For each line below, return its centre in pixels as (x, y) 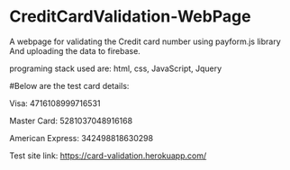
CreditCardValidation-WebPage (130, 17)
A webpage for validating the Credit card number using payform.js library (145, 41)
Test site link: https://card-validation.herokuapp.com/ (108, 156)
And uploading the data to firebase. (75, 50)
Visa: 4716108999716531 (55, 103)
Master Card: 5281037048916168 (71, 121)
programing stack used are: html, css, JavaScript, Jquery (116, 68)
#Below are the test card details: (69, 85)
